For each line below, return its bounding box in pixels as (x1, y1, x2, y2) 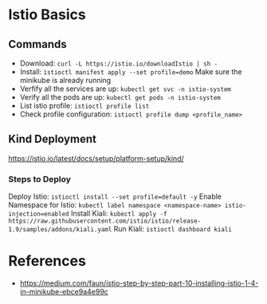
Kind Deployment (8, 132, 97, 146)
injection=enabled (8, 210, 69, 219)
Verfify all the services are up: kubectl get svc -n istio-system (19, 84, 232, 93)
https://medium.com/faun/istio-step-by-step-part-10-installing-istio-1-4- (19, 278, 259, 288)
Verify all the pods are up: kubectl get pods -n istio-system (19, 93, 222, 101)
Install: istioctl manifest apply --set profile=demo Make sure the (19, 67, 242, 77)
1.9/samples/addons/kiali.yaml (8, 226, 112, 234)
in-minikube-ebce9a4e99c (19, 287, 109, 297)
